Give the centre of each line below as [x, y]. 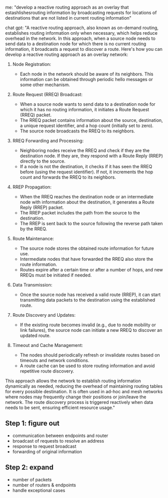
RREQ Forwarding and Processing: [48, 141]
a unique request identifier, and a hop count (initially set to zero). [87, 126]
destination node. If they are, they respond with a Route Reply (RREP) [91, 156]
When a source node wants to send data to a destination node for [88, 104]
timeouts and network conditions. [54, 360]
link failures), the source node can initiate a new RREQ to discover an [91, 330]
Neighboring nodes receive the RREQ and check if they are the [85, 150]
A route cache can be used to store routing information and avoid [87, 366]
